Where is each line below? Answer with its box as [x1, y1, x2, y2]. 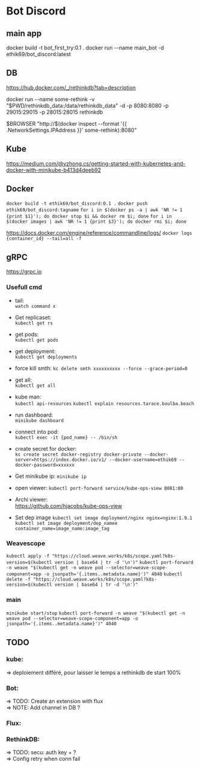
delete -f [6, 576, 31, 582]
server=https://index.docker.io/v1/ [14, 456, 107, 463]
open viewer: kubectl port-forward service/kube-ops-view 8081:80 [14, 484, 183, 491]
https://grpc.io [6, 268, 42, 275]
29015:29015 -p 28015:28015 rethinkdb [6, 108, 103, 116]
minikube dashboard [14, 417, 64, 424]
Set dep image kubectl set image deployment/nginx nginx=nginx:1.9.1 [14, 513, 193, 521]
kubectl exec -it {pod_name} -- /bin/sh [14, 435, 118, 441]
